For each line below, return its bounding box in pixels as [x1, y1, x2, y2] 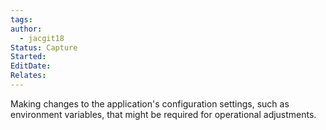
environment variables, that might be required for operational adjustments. [10, 108, 317, 120]
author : [10, 24, 43, 34]
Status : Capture [10, 42, 78, 53]
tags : [10, 14, 33, 25]
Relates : [10, 71, 47, 81]
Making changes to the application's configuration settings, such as [10, 97, 290, 110]
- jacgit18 [19, 33, 65, 43]
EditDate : [10, 61, 52, 71]
